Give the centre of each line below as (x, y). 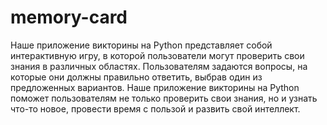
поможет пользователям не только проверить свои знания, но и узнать (164, 98)
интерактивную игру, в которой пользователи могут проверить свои (157, 55)
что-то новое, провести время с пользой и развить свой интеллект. (155, 108)
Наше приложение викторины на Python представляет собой (141, 45)
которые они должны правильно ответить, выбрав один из (136, 77)
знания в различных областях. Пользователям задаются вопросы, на (159, 66)
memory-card (69, 17)
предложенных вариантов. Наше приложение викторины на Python (155, 87)
